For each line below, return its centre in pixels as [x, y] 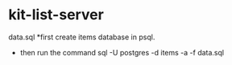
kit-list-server [56, 15]
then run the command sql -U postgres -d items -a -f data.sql [122, 52]
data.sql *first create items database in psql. [82, 37]
